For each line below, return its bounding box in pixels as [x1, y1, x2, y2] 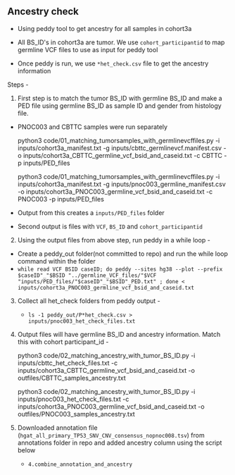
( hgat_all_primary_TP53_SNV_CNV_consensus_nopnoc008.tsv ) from [17, 431, 205, 439]
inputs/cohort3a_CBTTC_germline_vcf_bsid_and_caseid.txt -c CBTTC [23, 151, 223, 159]
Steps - [7, 80, 29, 89]
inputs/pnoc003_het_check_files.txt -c [17, 395, 129, 403]
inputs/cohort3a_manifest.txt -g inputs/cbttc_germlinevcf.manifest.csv [17, 144, 222, 152]
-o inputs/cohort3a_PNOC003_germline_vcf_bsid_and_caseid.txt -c [17, 187, 213, 196]
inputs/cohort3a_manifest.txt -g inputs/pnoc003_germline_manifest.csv [17, 180, 227, 188]
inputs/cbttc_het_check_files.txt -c [17, 359, 118, 367]
